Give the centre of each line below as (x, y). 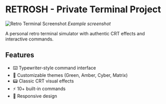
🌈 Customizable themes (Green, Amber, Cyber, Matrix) (70, 75)
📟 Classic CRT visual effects (43, 81)
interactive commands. (29, 39)
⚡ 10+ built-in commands (39, 89)
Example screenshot (89, 24)
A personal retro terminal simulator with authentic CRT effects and (75, 33)
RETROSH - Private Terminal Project (83, 9)
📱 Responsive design (35, 96)
